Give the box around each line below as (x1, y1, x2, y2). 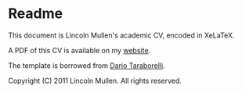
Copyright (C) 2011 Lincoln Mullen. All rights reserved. (8, 76, 182, 85)
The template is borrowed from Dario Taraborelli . (8, 60, 166, 70)
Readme (8, 5, 63, 23)
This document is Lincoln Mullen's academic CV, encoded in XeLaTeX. (8, 30, 235, 40)
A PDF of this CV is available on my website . (8, 45, 151, 55)
